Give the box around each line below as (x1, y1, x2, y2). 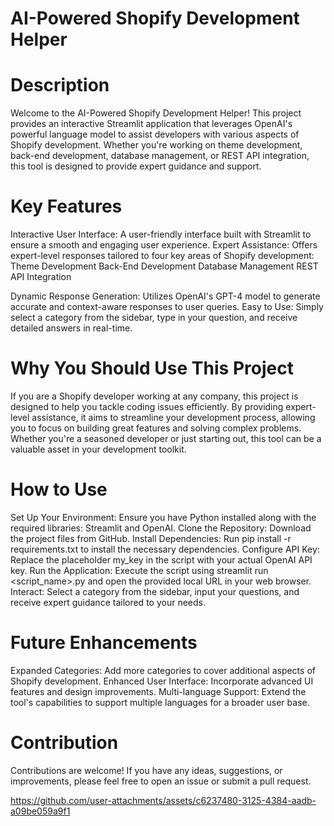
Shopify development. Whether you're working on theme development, (10, 139, 303, 151)
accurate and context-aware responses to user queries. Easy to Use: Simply (10, 301, 324, 313)
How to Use (10, 478, 108, 501)
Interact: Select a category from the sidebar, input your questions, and (10, 585, 300, 597)
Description (10, 74, 110, 97)
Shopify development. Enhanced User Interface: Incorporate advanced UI (10, 675, 314, 687)
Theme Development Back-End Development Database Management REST (10, 260, 319, 272)
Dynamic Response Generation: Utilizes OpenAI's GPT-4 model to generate (10, 290, 321, 302)
